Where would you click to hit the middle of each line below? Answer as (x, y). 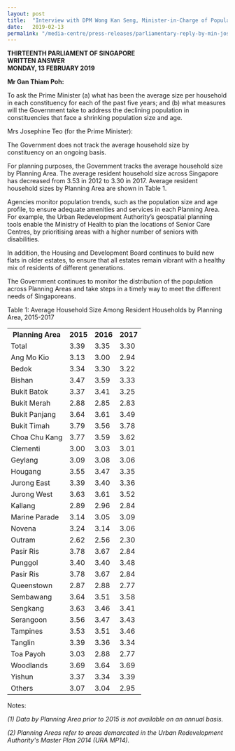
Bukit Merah (31, 403)
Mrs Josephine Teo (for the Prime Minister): (70, 131)
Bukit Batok (30, 392)
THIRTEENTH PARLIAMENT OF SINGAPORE (71, 53)
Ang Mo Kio (30, 357)
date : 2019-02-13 (36, 27)
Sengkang (27, 609)
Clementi (26, 448)
